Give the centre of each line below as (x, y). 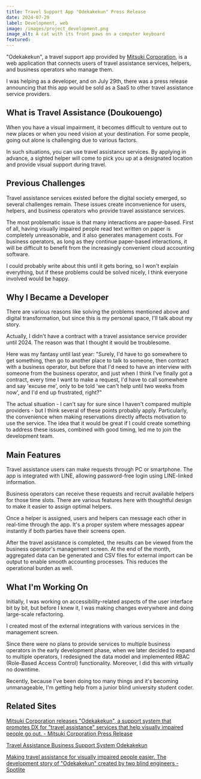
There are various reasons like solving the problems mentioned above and (98, 312)
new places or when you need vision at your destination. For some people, (98, 133)
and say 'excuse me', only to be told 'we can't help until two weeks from (95, 386)
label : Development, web (37, 23)
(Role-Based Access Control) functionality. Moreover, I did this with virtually (100, 663)
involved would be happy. (38, 278)
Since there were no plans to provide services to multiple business (88, 644)
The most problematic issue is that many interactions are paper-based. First (100, 222)
